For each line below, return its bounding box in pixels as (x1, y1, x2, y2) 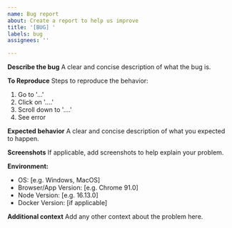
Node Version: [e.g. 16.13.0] (17, 191, 99, 199)
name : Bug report (7, 10, 59, 18)
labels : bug (7, 30, 43, 38)
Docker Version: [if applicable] (17, 199, 108, 207)
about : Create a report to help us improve (7, 17, 139, 24)
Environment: (7, 162, 49, 171)
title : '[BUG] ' (7, 24, 56, 31)
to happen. (7, 135, 39, 143)
